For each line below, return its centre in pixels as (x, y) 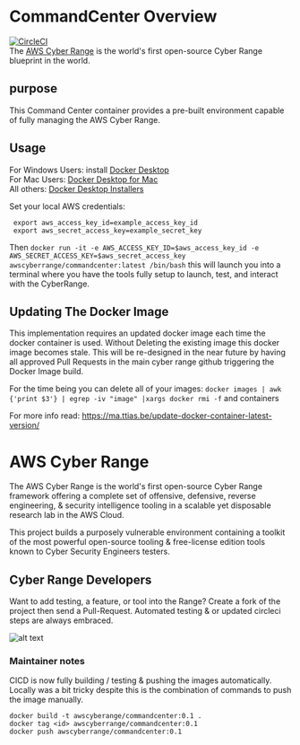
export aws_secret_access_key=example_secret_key (107, 231)
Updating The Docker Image (89, 311)
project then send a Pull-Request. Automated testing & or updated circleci (145, 611)
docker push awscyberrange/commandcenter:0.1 (95, 732)
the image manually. (46, 700)
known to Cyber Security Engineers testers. (90, 552)
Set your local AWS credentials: (67, 206)
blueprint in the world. (50, 60)
